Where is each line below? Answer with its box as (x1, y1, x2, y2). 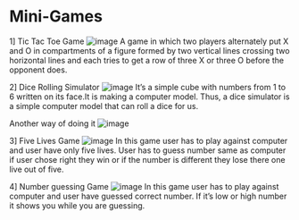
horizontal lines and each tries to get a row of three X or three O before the (9, 55, 284, 65)
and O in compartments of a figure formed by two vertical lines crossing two (9, 45, 290, 55)
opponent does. (9, 64, 68, 75)
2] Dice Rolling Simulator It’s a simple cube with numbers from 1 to (9, 81, 287, 92)
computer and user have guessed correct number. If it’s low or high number (9, 190, 287, 201)
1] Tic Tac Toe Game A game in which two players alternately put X (9, 36, 289, 47)
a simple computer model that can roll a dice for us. (9, 100, 199, 111)
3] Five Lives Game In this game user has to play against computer (9, 135, 288, 146)
